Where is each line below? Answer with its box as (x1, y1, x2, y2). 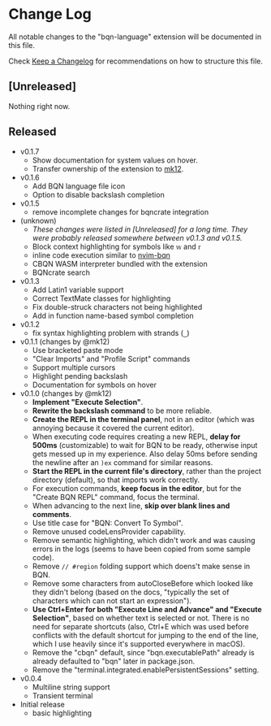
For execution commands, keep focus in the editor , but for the (32, 483, 242, 493)
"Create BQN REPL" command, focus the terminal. (32, 492, 200, 502)
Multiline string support (32, 682, 111, 692)
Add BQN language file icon (32, 180, 126, 191)
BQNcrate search (32, 267, 91, 277)
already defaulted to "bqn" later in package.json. (32, 656, 196, 666)
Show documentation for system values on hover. (32, 155, 199, 165)
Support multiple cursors (32, 363, 116, 372)
